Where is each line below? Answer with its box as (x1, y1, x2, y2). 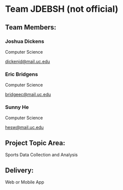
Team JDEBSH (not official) (5, 3, 119, 15)
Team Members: (5, 23, 57, 32)
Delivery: (5, 166, 34, 174)
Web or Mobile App (5, 179, 44, 185)
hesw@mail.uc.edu (5, 125, 44, 130)
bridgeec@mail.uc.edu (5, 92, 51, 97)
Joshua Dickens (5, 38, 44, 45)
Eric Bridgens (5, 70, 38, 77)
